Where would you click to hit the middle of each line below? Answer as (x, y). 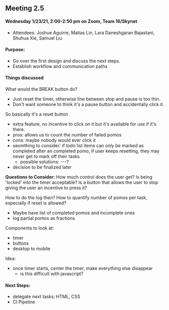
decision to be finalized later (42, 167)
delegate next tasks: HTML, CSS (46, 297)
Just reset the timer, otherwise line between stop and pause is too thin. (87, 99)
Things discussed (25, 78)
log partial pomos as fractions (44, 218)
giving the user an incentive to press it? (46, 188)
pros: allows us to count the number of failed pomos (67, 135)
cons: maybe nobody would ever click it (54, 140)
